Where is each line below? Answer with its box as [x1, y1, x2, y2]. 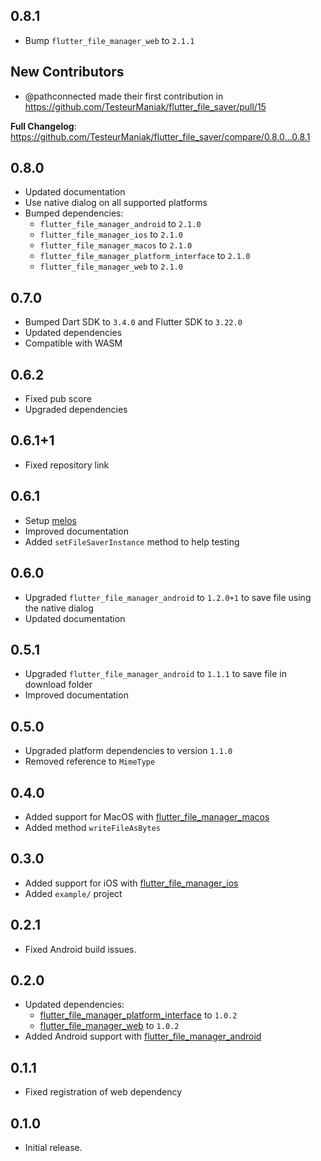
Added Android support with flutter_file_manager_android [24, 1030, 262, 1043]
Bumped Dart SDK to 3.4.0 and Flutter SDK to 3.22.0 [24, 316, 243, 328]
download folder [24, 679, 93, 691]
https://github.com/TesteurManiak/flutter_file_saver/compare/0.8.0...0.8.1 [10, 130, 311, 143]
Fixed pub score [24, 393, 92, 405]
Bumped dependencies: [24, 207, 124, 219]
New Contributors [10, 64, 125, 81]
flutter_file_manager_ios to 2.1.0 [39, 229, 183, 241]
